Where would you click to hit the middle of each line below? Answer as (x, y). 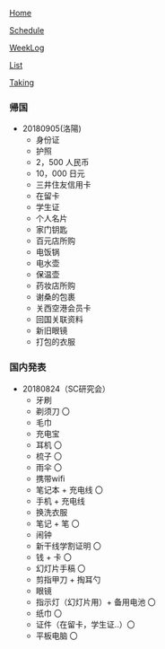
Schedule (27, 30)
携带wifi (50, 478)
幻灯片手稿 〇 (61, 568)
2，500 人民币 (62, 162)
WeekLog (27, 48)
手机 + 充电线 (60, 501)
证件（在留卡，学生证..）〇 (85, 624)
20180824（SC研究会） (66, 389)
